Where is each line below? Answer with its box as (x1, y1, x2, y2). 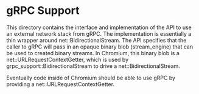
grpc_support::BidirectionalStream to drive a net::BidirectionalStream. (6, 62, 181, 70)
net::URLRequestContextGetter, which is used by (6, 56, 129, 63)
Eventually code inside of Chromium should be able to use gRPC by (6, 74, 175, 81)
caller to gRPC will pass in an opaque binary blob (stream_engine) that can (6, 43, 194, 50)
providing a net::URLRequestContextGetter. (6, 80, 114, 88)
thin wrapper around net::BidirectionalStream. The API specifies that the (6, 36, 187, 44)
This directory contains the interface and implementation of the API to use (6, 24, 192, 31)
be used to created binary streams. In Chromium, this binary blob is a (6, 49, 180, 56)
